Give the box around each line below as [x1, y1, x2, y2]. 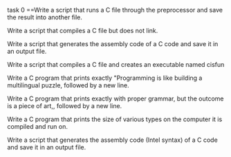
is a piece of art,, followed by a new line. [7, 102, 122, 109]
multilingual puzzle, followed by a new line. [7, 81, 129, 89]
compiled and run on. [7, 123, 68, 130]
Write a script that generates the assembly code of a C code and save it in [7, 40, 219, 48]
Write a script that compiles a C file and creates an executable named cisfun [7, 61, 225, 68]
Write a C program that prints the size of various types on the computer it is [7, 115, 223, 123]
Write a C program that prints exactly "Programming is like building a [7, 74, 203, 82]
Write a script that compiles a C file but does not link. [7, 27, 158, 34]
